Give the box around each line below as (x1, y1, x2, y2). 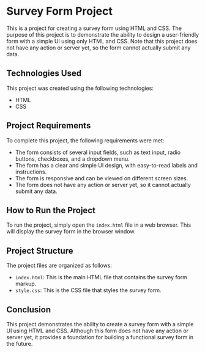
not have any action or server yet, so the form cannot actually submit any (6, 44, 191, 51)
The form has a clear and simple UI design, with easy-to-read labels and (15, 161, 198, 169)
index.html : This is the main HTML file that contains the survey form (15, 274, 188, 281)
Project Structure (6, 246, 73, 256)
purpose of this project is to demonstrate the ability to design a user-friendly (6, 31, 199, 38)
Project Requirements (6, 120, 91, 131)
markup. (15, 280, 37, 288)
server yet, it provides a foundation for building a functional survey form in (6, 334, 194, 340)
